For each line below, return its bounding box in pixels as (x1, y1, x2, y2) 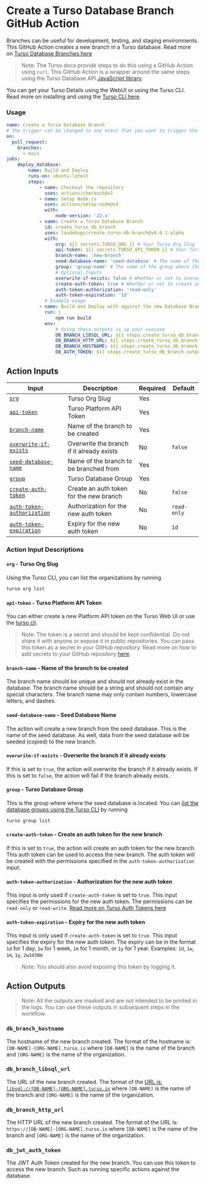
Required (138, 384, 166, 392)
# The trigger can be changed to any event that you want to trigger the (6, 128, 198, 134)
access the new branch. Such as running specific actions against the (6, 1166, 180, 1173)
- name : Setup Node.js (38, 196, 97, 202)
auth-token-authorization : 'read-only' (55, 286, 157, 293)
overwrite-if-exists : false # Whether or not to (55, 275, 182, 281)
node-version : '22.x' (55, 213, 111, 219)
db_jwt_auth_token (6, 1147, 61, 1154)
